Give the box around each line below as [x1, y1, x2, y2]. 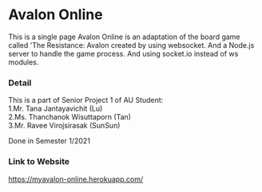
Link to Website [8, 156, 70, 167]
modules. [8, 57, 39, 67]
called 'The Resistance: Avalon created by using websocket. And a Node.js [8, 40, 255, 49]
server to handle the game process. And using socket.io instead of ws [8, 49, 239, 58]
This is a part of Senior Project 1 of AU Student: [8, 96, 164, 105]
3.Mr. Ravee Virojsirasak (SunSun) [8, 121, 121, 131]
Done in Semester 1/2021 [8, 136, 90, 146]
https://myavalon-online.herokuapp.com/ [8, 174, 144, 184]
